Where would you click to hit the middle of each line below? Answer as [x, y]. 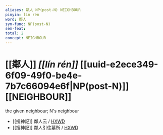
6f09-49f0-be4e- [44, 76]
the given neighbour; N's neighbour [42, 111]
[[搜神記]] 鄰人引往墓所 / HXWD [45, 127]
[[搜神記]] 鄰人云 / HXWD [39, 121]
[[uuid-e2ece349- [119, 65]
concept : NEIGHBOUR [26, 38]
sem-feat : [16, 29]
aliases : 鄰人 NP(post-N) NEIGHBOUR [43, 10]
